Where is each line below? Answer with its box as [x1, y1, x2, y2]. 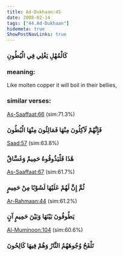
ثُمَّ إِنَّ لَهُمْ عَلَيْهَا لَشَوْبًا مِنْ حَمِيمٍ [7, 183, 85, 192]
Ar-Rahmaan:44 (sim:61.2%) [7, 197, 78, 204]
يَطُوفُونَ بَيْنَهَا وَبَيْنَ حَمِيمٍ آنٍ [7, 212, 75, 221]
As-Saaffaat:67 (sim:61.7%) [7, 168, 75, 176]
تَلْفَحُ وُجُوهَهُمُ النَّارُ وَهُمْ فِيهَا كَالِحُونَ [7, 241, 94, 249]
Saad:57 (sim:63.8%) [7, 139, 59, 146]
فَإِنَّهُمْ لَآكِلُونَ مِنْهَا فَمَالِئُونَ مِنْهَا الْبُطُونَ [7, 126, 102, 134]
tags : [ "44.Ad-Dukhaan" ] [7, 20, 69, 26]
